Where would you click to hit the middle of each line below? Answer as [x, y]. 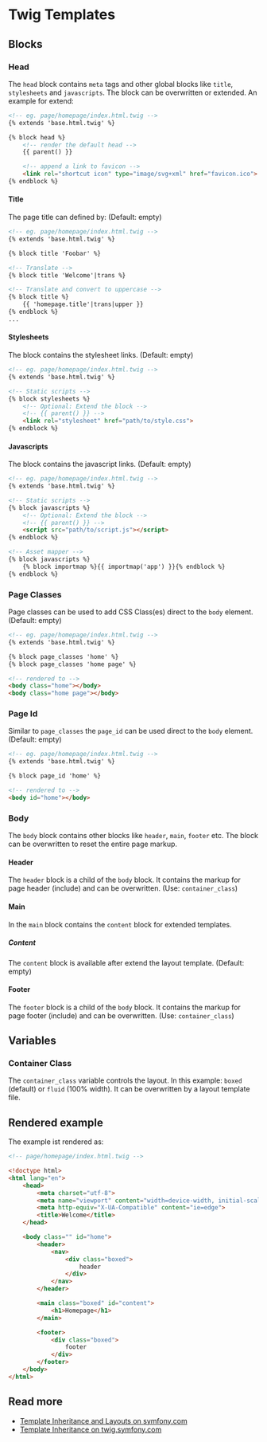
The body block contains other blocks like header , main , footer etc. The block [133, 836]
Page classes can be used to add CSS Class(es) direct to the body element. [131, 612]
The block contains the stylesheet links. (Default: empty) [101, 355]
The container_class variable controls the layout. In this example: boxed [125, 1080]
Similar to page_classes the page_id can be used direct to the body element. [131, 731]
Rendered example [56, 1122]
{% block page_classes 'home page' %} [72, 664]
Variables [33, 1041]
